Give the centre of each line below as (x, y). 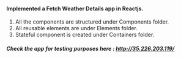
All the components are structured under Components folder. (92, 22)
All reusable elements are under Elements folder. (76, 28)
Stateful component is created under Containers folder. (85, 35)
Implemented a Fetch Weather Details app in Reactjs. (75, 8)
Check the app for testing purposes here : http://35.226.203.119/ (90, 48)
